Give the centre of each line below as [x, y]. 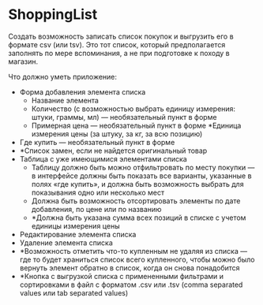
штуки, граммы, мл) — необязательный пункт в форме [124, 117]
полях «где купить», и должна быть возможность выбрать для [137, 184]
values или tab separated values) [74, 292]
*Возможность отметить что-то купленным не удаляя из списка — [133, 251]
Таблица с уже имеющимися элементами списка [103, 158]
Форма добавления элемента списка [83, 91]
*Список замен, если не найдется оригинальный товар [113, 151]
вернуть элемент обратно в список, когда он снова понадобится [130, 268]
